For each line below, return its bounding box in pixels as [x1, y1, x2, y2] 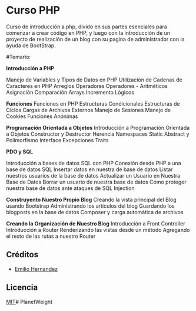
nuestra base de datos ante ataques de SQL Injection [6, 184, 135, 192]
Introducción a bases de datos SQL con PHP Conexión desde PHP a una [6, 159, 181, 166]
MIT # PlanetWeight [6, 298, 53, 305]
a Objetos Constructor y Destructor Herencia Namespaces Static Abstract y [6, 130, 190, 138]
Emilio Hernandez [14, 265, 58, 272]
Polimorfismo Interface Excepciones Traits [6, 136, 109, 143]
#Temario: [6, 53, 31, 60]
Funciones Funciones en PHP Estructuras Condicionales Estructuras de [6, 100, 181, 107]
